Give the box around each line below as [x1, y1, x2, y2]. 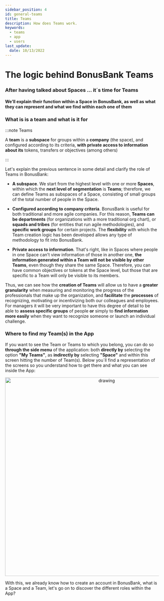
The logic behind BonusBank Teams [5, 69, 154, 80]
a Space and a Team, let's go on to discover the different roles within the [5, 585, 151, 591]
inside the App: [5, 367, 36, 373]
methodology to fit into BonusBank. [12, 237, 83, 243]
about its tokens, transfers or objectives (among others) [5, 147, 118, 153]
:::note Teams [5, 127, 33, 133]
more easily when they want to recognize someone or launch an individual [5, 313, 155, 319]
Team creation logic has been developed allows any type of [12, 232, 132, 238]
